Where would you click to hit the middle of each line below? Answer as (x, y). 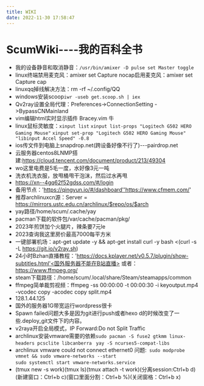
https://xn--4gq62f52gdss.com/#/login (64, 182)
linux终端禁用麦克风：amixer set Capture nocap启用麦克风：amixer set (104, 75)
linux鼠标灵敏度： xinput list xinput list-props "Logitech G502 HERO (103, 126)
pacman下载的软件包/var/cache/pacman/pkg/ (72, 219)
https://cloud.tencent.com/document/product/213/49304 (94, 160)
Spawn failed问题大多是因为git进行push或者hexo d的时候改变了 (95, 313)
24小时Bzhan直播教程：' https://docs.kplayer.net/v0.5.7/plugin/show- (102, 256)
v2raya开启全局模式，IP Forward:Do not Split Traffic (80, 328)
